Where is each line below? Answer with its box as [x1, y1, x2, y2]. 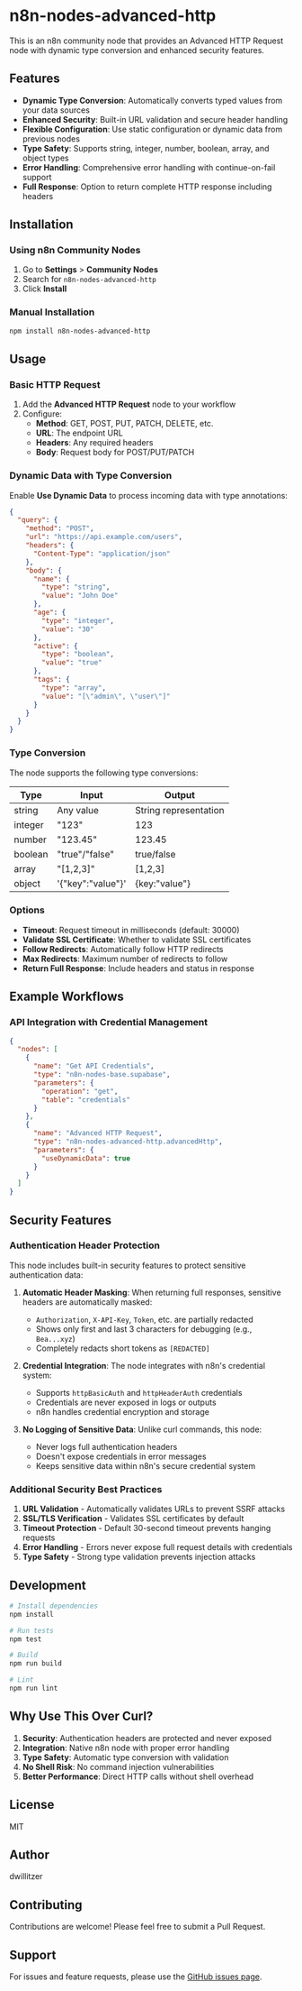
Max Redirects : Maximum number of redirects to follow [22, 953, 228, 964]
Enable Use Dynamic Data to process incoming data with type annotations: [9, 490, 288, 500]
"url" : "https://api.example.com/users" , [25, 533, 182, 542]
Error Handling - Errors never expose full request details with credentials [22, 1542, 293, 1553]
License [9, 1797, 55, 1812]
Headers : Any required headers [35, 437, 154, 448]
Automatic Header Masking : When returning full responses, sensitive [22, 1287, 281, 1298]
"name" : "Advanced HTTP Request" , [32, 1129, 164, 1138]
